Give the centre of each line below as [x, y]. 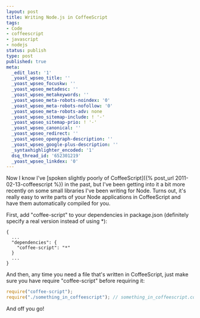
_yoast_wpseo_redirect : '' [45, 134]
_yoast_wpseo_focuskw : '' [44, 84]
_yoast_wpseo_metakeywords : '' [50, 95]
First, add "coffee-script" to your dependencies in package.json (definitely [98, 215]
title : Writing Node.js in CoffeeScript [57, 17]
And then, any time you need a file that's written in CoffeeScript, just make [97, 275]
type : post [20, 56]
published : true [26, 61]
